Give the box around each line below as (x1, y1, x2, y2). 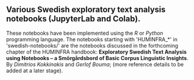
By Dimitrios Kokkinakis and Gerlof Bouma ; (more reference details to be (6, 61, 184, 68)
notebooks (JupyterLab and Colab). (6, 14, 141, 24)
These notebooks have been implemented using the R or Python (6, 29, 163, 36)
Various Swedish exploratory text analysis (6, 5, 166, 15)
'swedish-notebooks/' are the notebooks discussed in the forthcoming (6, 42, 179, 49)
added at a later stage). (6, 67, 63, 74)
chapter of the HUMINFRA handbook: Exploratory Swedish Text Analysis (6, 48, 187, 55)
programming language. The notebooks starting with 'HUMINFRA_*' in (6, 35, 178, 43)
